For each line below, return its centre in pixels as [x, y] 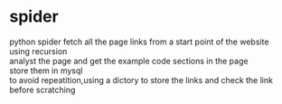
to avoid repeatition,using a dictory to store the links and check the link [141, 80]
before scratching [42, 90]
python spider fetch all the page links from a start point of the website [139, 42]
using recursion [38, 51]
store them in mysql [46, 71]
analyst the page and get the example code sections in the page [129, 61]
